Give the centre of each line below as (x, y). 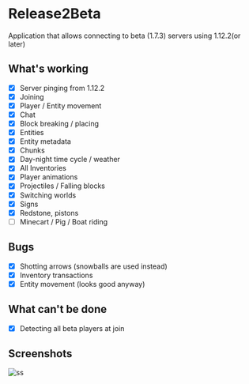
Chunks (32, 150)
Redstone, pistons (49, 213)
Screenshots (40, 354)
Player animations (49, 177)
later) (17, 43)
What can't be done (58, 309)
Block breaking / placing (59, 124)
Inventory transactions (56, 275)
